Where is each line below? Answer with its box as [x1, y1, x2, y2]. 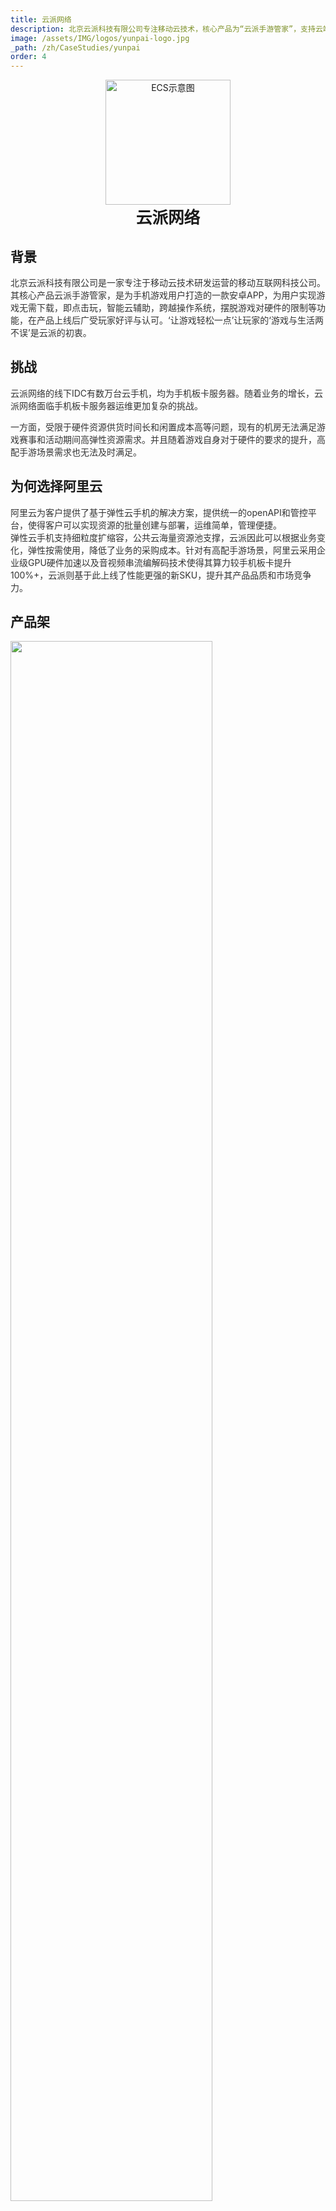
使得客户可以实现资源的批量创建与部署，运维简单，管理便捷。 [27, 519, 282, 531]
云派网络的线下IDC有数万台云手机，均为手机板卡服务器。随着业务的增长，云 [10, 387, 324, 399]
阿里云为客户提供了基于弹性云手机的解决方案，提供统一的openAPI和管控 [10, 506, 308, 518]
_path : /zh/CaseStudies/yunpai [10, 42, 141, 53]
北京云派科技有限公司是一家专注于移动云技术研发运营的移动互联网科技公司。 [10, 276, 326, 288]
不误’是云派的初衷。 [10, 326, 92, 338]
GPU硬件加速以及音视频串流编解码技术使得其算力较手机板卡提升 [27, 556, 292, 568]
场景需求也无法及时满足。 [36, 446, 142, 458]
